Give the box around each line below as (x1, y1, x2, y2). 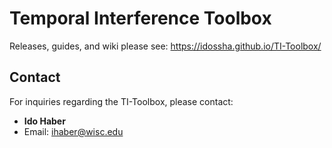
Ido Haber (23, 115, 66, 127)
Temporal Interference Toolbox (9, 7, 272, 30)
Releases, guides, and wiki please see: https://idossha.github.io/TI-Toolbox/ (9, 40, 322, 52)
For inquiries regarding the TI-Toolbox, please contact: (9, 95, 234, 107)
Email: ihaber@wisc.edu (23, 125, 124, 137)
